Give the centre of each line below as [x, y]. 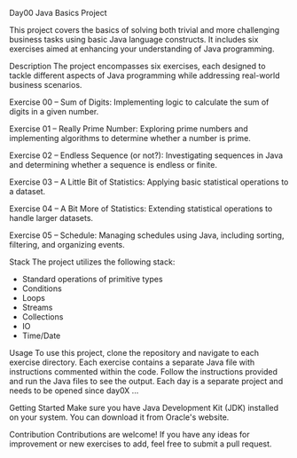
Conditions [42, 288]
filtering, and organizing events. [67, 245]
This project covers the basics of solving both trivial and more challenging [145, 30]
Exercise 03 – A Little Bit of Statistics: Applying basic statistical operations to [149, 182]
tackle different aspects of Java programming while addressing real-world [145, 75]
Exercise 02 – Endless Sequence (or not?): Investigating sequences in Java [146, 155]
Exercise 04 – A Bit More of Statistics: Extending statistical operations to [141, 209]
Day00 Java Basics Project [59, 13]
